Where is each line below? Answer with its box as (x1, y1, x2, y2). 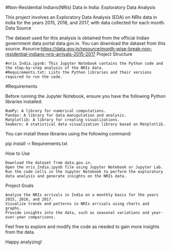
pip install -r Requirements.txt (5, 141, 68, 147)
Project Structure (96, 51, 133, 57)
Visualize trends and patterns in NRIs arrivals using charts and (5, 201, 150, 206)
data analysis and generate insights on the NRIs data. (5, 174, 127, 179)
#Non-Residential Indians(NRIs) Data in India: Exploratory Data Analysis (5, 5, 156, 10)
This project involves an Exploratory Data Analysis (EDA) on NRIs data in (5, 14, 157, 20)
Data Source (5, 25, 32, 31)
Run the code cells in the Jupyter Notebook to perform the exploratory (5, 169, 163, 174)
